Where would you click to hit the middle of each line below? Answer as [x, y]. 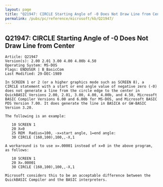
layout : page [18, 9]
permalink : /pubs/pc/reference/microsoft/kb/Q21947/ [59, 18]
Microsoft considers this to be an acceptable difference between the [78, 176]
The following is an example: [36, 116]
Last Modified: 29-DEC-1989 [33, 74]
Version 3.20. [19, 108]
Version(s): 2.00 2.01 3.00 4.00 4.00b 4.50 [51, 61]
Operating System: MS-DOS [31, 65]
